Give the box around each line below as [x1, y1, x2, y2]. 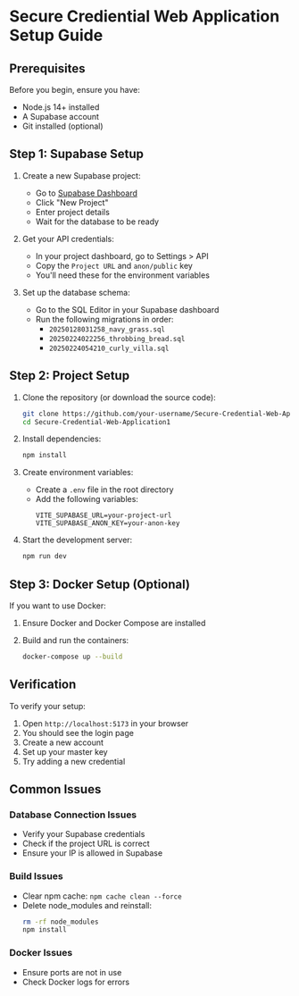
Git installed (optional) [21, 121, 104, 131]
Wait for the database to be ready [35, 216, 159, 227]
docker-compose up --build [21, 652, 123, 661]
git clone [21, 409, 60, 418]
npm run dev [21, 552, 67, 561]
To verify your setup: [9, 700, 87, 711]
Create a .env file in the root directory [35, 484, 174, 495]
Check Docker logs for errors [21, 976, 130, 987]
